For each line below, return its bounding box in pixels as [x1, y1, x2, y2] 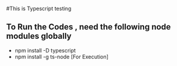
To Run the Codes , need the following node [6, 22, 171, 32]
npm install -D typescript [14, 47, 76, 54]
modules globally [6, 31, 72, 41]
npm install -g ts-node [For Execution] [14, 53, 109, 60]
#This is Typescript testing [6, 5, 72, 12]
